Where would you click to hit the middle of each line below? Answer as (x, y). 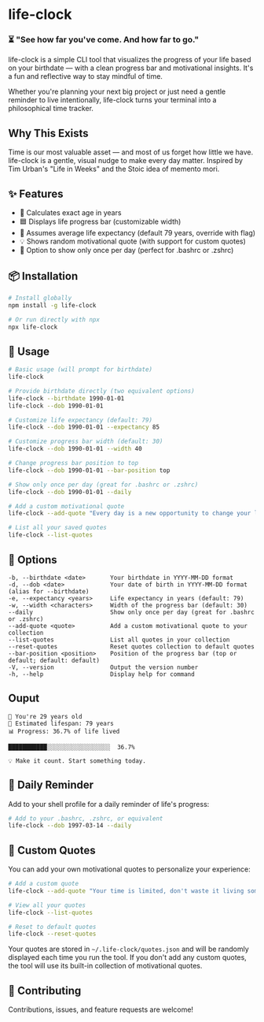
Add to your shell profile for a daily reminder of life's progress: (109, 804)
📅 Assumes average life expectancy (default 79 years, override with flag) (137, 233)
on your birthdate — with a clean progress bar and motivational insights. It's (131, 68)
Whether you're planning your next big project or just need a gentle (117, 91)
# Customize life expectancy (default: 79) (81, 420)
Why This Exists (48, 133)
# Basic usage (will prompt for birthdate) (81, 370)
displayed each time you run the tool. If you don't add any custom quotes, (128, 957)
